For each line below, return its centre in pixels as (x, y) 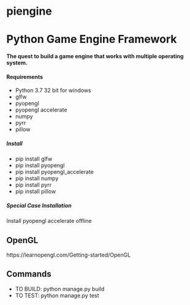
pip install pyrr (33, 185)
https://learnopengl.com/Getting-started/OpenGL (69, 255)
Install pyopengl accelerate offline (49, 221)
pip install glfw (34, 159)
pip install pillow (36, 192)
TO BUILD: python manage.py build (60, 288)
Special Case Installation (39, 205)
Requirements (25, 77)
